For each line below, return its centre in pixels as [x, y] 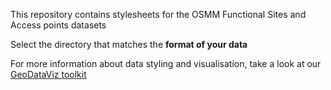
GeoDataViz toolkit [48, 74]
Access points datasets [58, 25]
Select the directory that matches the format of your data [129, 44]
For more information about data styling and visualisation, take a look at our [166, 63]
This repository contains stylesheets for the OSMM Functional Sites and [158, 14]
